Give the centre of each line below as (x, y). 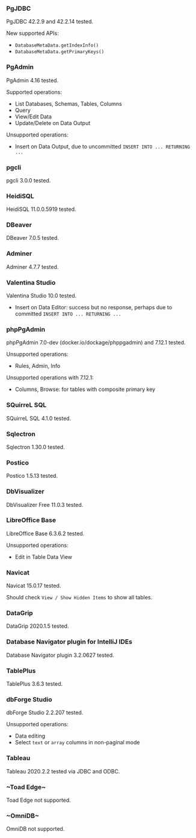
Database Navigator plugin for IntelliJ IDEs (69, 642)
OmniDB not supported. (35, 829)
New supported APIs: (32, 33)
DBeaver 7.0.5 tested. (32, 238)
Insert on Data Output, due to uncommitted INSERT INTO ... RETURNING (103, 146)
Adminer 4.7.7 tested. (32, 266)
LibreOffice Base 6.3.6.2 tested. (45, 533)
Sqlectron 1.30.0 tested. (35, 447)
